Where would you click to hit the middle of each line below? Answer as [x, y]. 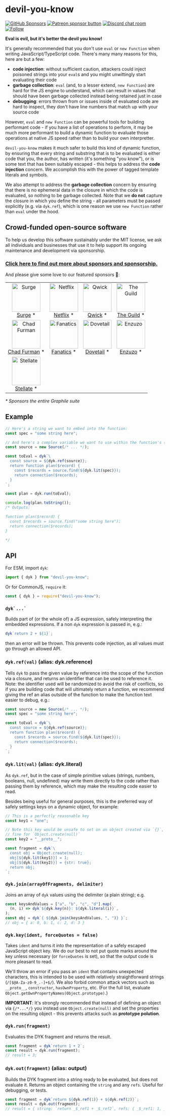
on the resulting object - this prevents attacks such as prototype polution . [83, 1014]
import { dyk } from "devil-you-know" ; [47, 577]
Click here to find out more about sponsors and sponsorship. [81, 264]
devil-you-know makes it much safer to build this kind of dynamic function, [83, 147]
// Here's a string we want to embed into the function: [67, 429]
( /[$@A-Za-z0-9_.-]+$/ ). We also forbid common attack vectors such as [80, 982]
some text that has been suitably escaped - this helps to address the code [83, 164]
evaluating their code [35, 80]
